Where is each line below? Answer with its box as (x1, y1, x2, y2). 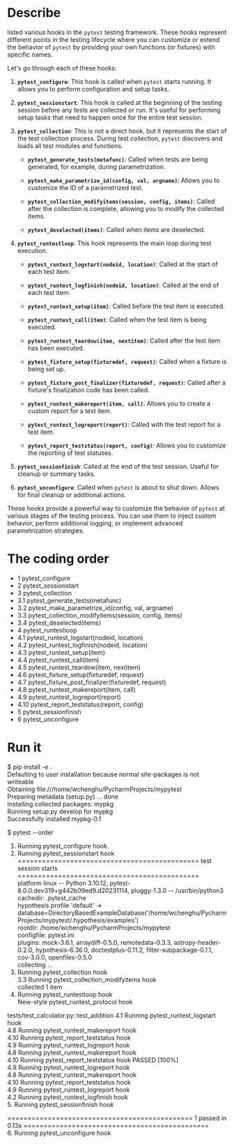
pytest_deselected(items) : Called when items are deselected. (27, 225, 205, 233)
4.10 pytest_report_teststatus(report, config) (17, 700, 144, 709)
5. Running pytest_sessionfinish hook (7, 1100, 114, 1108)
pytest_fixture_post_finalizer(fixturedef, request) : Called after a (27, 378, 226, 386)
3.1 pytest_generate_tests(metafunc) (17, 596, 122, 604)
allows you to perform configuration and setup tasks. (17, 85, 169, 93)
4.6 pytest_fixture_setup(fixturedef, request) (17, 670, 144, 679)
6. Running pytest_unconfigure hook (7, 1129, 111, 1137)
